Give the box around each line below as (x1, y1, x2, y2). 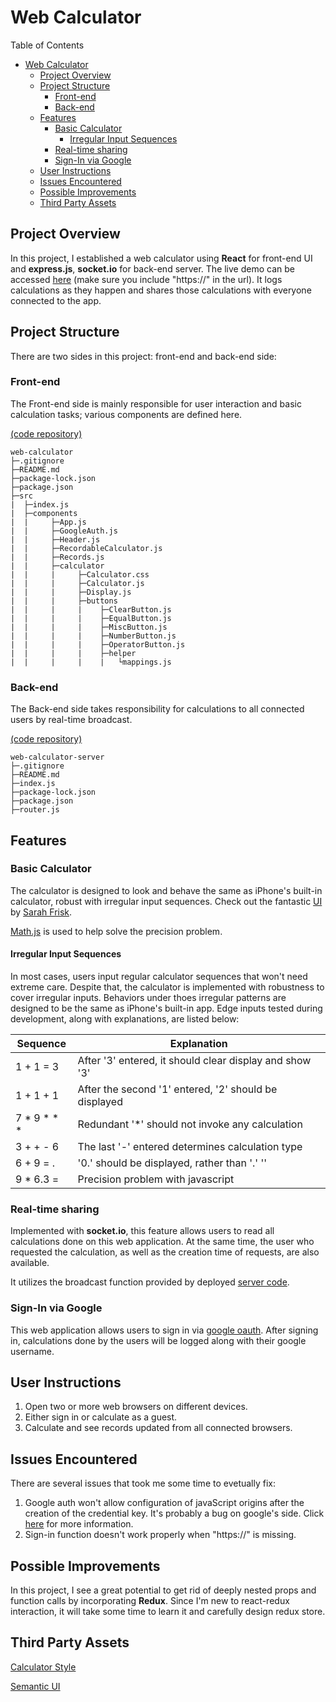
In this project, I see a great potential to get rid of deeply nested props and (10, 1584, 317, 1596)
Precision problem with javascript (77, 1172, 235, 1186)
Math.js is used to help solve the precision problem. (10, 925, 223, 937)
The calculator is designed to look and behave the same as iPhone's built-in (10, 884, 323, 896)
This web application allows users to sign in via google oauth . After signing (10, 1324, 319, 1336)
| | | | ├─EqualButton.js (10, 613, 172, 623)
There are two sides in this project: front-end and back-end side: (10, 350, 277, 362)
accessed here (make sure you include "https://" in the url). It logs (10, 273, 283, 285)
